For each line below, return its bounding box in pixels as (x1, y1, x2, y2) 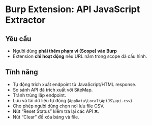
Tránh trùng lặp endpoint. (12, 92, 66, 98)
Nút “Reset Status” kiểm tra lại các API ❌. (12, 108, 99, 114)
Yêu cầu (5, 34, 32, 43)
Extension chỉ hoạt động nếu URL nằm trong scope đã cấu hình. (12, 53, 147, 59)
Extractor (5, 14, 46, 26)
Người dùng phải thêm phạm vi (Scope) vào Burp (12, 48, 117, 54)
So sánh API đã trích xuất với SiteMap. (12, 87, 93, 93)
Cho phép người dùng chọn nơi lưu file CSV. (12, 103, 105, 109)
